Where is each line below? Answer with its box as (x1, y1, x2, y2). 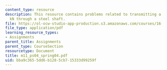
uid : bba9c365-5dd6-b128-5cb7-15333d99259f (5, 58, 97, 63)
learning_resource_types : (5, 30, 59, 35)
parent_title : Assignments (5, 39, 61, 44)
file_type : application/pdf (5, 26, 64, 31)
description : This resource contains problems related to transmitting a (5, 12, 162, 17)
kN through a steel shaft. (9, 16, 66, 21)
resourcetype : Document (5, 48, 55, 53)
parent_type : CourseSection (5, 44, 64, 49)
